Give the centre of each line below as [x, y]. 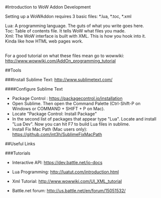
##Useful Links [20, 144]
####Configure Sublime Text [34, 89]
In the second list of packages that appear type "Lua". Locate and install [84, 119]
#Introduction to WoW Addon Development [48, 7]
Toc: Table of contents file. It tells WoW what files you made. [65, 31]
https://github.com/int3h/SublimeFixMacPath [57, 134]
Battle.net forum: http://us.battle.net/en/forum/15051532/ [69, 190]
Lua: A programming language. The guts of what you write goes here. [74, 26]
